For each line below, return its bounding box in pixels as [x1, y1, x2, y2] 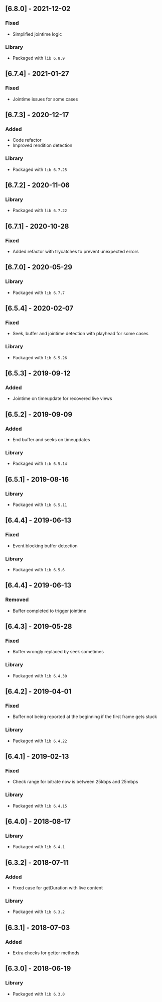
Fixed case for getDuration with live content [12, 885, 103, 891]
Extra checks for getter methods [12, 950, 80, 956]
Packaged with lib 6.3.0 [12, 990, 65, 997]
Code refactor [12, 137, 42, 143]
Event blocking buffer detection [12, 543, 78, 549]
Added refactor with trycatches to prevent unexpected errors [12, 249, 139, 255]
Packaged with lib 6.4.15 [12, 803, 67, 809]
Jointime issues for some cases [12, 96, 78, 102]
